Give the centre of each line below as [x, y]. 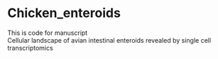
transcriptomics [30, 48]
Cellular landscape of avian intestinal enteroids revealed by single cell [109, 40]
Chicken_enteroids [64, 13]
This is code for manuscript [48, 33]
